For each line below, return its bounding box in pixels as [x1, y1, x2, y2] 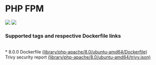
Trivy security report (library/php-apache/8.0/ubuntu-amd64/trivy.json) [5, 54, 151, 60]
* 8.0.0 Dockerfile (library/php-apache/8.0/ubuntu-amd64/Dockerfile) [5, 49, 148, 55]
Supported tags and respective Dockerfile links [5, 32, 121, 39]
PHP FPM [5, 3, 44, 14]
